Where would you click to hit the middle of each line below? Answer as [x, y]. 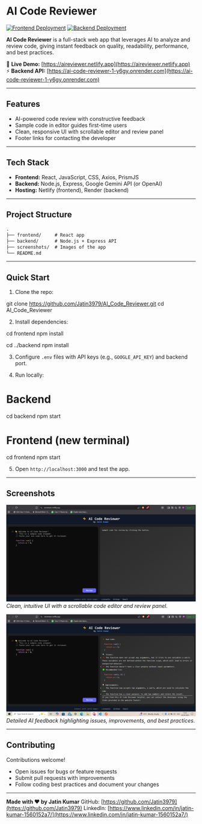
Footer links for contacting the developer [65, 138]
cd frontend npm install [35, 334]
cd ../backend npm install [38, 345]
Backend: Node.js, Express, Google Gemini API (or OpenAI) [89, 184]
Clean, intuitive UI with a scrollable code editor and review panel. [87, 606]
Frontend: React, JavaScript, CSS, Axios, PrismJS [77, 177]
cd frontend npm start [33, 458]
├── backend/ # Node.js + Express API [62, 241]
